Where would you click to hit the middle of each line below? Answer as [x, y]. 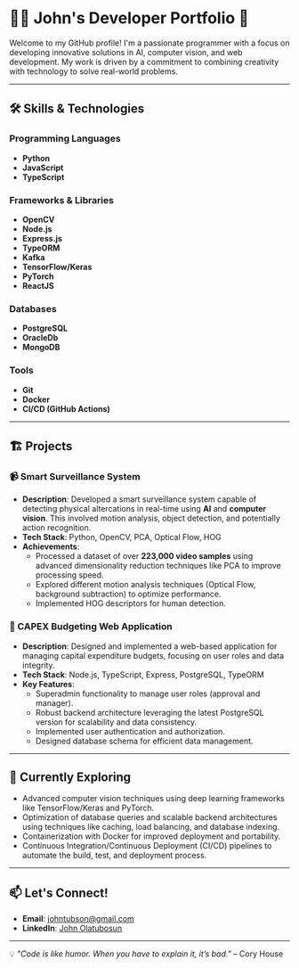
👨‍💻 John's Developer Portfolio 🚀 [129, 18]
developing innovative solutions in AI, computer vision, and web [126, 52]
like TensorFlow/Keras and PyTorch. [88, 808]
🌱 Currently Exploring [70, 777]
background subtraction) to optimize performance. [128, 594]
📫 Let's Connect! [59, 893]
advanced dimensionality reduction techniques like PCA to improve [158, 566]
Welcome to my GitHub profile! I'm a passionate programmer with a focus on [149, 43]
